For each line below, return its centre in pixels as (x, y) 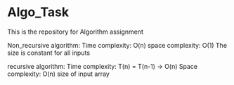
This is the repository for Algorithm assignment (76, 32)
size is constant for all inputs (48, 53)
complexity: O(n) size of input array (59, 74)
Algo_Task (38, 12)
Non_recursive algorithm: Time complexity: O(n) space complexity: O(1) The (117, 45)
